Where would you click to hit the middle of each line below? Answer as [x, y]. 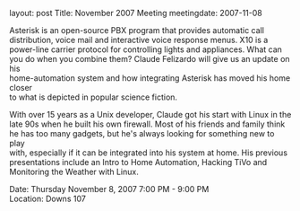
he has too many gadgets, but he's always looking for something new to [142, 133]
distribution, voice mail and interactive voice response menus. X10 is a [139, 40]
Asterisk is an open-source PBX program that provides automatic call [137, 30]
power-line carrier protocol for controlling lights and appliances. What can [146, 49]
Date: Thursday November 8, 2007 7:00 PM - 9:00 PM [109, 189]
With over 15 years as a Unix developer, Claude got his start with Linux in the [150, 114]
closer [21, 88]
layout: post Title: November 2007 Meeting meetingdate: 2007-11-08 [136, 13]
